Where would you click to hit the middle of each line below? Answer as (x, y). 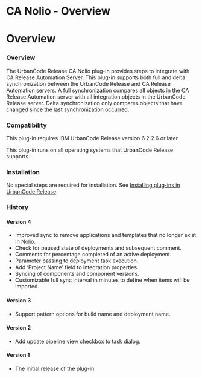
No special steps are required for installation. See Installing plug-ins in (93, 185)
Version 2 (19, 328)
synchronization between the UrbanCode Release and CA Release (88, 83)
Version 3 (19, 300)
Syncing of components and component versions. (77, 274)
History (17, 207)
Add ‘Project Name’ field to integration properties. (77, 267)
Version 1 (18, 355)
